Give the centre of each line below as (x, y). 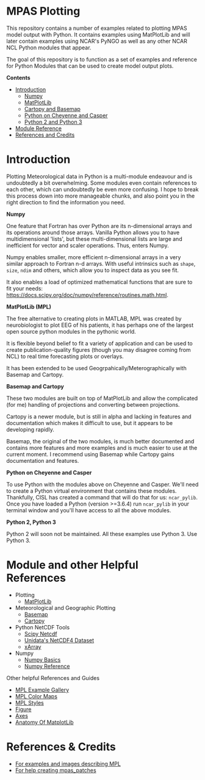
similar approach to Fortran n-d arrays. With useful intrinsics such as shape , (101, 263)
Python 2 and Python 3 (53, 122)
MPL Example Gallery (42, 690)
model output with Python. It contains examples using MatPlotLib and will (98, 34)
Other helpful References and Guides (53, 678)
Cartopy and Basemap (52, 109)
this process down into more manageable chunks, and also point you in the (101, 196)
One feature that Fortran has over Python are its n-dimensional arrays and (99, 226)
